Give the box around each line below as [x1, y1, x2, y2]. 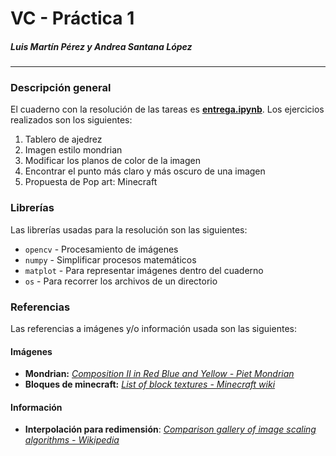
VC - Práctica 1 [10, 7, 135, 30]
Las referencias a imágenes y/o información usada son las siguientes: [10, 323, 297, 335]
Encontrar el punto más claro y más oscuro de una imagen [24, 165, 266, 177]
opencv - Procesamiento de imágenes [24, 243, 179, 255]
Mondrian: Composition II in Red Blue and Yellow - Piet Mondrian [24, 368, 295, 380]
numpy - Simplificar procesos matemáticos [24, 253, 197, 266]
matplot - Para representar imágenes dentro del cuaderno [24, 264, 264, 276]
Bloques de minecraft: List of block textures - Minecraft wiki [24, 378, 276, 391]
